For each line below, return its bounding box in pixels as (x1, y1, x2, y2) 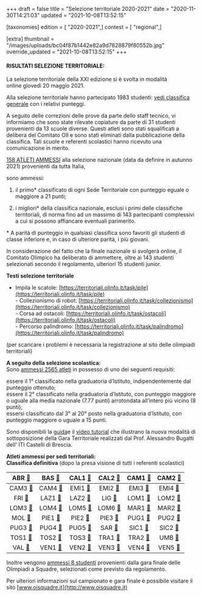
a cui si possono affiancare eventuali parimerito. (15, 217, 136, 225)
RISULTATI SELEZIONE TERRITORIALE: (6, 62, 105, 69)
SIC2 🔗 (159, 523, 179, 532)
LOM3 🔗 (9, 504, 33, 512)
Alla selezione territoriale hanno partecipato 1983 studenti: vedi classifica (6, 94, 190, 101)
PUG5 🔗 (69, 523, 92, 532)
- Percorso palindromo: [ (15, 323, 77, 330)
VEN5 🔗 (158, 543, 181, 552)
